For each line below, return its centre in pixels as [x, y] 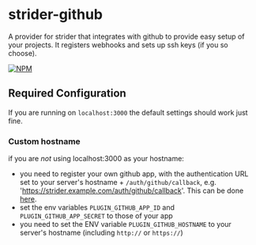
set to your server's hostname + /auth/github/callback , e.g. [118, 183]
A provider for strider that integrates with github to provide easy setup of [126, 36]
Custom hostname [44, 141]
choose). [23, 53]
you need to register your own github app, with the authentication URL [134, 174]
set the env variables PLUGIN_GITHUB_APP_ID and [97, 208]
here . [28, 199]
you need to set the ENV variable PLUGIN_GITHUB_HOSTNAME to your [125, 224]
